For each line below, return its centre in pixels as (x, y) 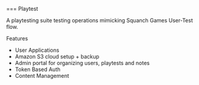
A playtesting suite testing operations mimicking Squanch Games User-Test (100, 20)
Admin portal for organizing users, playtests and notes (82, 63)
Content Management (42, 76)
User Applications (37, 50)
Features (17, 38)
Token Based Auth (38, 69)
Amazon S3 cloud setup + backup (57, 56)
